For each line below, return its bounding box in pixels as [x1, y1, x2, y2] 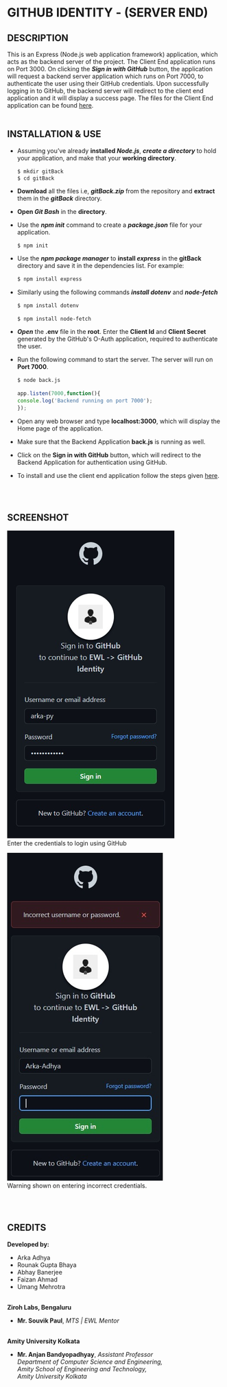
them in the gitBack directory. [16, 194, 102, 202]
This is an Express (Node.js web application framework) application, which [7, 50, 218, 58]
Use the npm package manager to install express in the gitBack [16, 254, 202, 262]
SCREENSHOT [7, 512, 69, 524]
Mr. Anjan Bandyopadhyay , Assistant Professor [16, 1350, 153, 1358]
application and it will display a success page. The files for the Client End [7, 94, 214, 102]
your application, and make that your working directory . [16, 154, 177, 162]
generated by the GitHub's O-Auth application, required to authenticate [16, 335, 218, 343]
